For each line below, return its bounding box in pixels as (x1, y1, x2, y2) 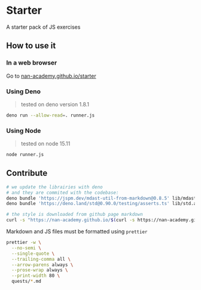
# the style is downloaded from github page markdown (6, 212, 144, 218)
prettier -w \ (6, 240, 42, 246)
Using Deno (6, 87, 41, 96)
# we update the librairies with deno (6, 184, 103, 190)
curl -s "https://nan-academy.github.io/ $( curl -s (6, 217, 135, 223)
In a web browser (6, 59, 57, 67)
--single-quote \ (11, 251, 55, 257)
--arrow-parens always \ (11, 261, 74, 268)
